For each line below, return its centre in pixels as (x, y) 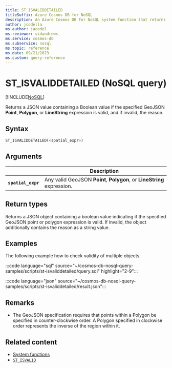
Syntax (17, 129)
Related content (31, 342)
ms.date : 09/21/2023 (27, 53)
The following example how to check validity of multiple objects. (73, 256)
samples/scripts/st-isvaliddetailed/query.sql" (53, 271)
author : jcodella (24, 24)
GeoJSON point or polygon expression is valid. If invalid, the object (76, 222)
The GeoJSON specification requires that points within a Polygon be (84, 315)
